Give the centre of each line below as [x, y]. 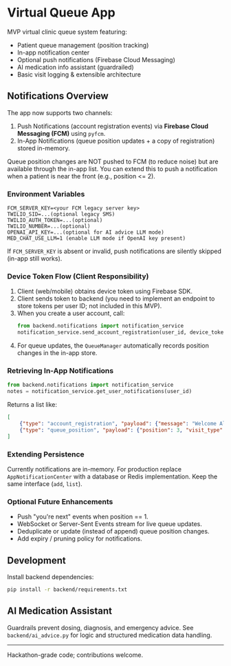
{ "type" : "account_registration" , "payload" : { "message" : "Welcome [118, 424]
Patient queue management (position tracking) [83, 45]
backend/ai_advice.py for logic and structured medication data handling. [110, 635]
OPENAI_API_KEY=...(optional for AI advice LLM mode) [86, 232]
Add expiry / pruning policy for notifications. [79, 538]
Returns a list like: [32, 405]
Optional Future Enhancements [60, 501]
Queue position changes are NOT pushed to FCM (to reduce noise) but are [113, 161]
